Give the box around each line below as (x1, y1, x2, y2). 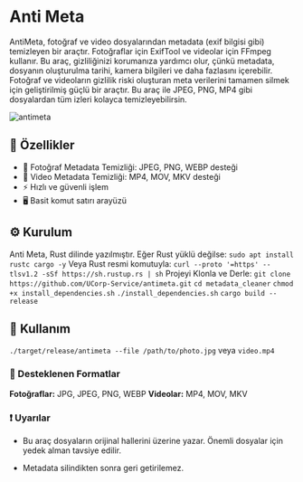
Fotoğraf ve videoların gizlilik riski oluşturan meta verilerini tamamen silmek (9, 74, 289, 85)
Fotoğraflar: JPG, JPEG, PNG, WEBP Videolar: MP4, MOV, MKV (9, 388, 248, 399)
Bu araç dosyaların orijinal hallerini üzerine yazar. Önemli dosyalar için (22, 435, 283, 446)
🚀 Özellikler (9, 137, 75, 153)
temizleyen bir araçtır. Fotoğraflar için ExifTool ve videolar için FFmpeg (9, 45, 271, 56)
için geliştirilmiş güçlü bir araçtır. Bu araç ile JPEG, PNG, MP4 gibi (9, 84, 253, 95)
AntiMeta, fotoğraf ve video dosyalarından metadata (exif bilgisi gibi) (9, 36, 265, 47)
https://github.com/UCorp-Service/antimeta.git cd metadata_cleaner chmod (9, 279, 294, 288)
